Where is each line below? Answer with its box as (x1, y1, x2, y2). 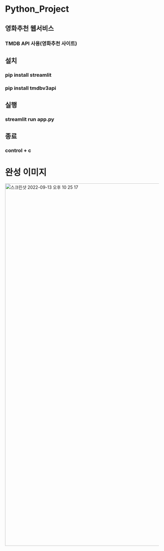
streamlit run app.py (5, 116, 55, 123)
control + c (5, 147, 32, 154)
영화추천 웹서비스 (5, 24, 54, 32)
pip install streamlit (5, 71, 52, 78)
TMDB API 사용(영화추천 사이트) (5, 40, 77, 47)
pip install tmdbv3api (5, 85, 56, 91)
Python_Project (5, 3, 69, 15)
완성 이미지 (5, 167, 47, 178)
